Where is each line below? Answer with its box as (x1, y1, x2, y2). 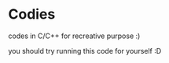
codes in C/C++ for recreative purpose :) (8, 31, 141, 40)
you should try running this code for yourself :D (8, 46, 162, 55)
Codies (8, 5, 56, 23)
